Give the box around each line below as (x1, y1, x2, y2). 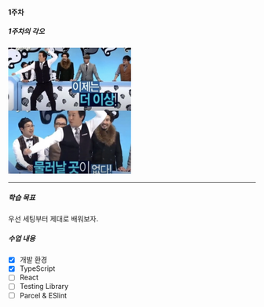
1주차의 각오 (8, 27, 45, 36)
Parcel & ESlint (19, 290, 68, 300)
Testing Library (19, 282, 69, 291)
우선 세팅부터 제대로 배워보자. (8, 214, 99, 224)
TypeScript (19, 264, 56, 273)
